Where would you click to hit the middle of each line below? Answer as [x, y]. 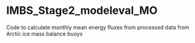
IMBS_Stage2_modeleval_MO [82, 11]
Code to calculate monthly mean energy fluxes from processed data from [98, 27]
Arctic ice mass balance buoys [45, 33]
